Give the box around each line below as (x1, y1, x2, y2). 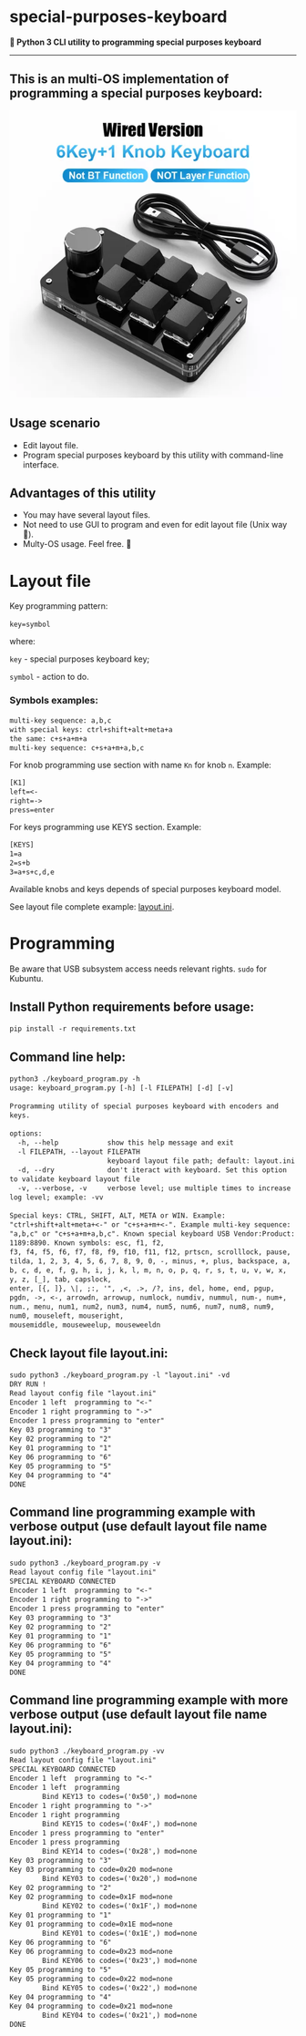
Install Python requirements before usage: (9, 999, 255, 1014)
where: (9, 636, 36, 647)
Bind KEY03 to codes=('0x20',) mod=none (42, 1874, 198, 1883)
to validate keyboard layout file (9, 1175, 141, 1184)
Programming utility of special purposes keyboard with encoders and (9, 1102, 280, 1111)
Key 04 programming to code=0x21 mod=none (9, 2001, 173, 2010)
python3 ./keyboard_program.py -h (9, 1075, 141, 1084)
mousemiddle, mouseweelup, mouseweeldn (9, 1321, 161, 1330)
